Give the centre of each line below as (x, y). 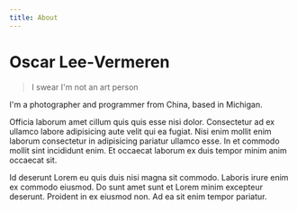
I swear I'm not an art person (85, 87)
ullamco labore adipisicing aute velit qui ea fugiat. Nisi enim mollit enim (140, 131)
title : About (34, 18)
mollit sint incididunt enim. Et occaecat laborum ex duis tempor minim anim (148, 150)
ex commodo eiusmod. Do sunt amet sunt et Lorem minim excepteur (136, 187)
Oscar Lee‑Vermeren (90, 62)
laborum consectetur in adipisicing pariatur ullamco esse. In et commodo (145, 141)
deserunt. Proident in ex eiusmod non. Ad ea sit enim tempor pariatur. (138, 196)
